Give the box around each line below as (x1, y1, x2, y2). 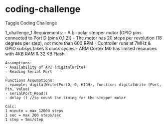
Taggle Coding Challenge (5, 20, 57, 26)
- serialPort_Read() (5, 91, 48, 96)
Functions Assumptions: (5, 78, 55, 83)
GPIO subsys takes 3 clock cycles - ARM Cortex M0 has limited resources (5, 45, 157, 51)
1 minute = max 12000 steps (5, 108, 64, 113)
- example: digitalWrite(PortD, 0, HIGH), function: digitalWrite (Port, (5, 82, 162, 87)
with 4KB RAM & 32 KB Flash (5, 51, 65, 57)
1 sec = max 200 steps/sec (5, 113, 61, 118)
